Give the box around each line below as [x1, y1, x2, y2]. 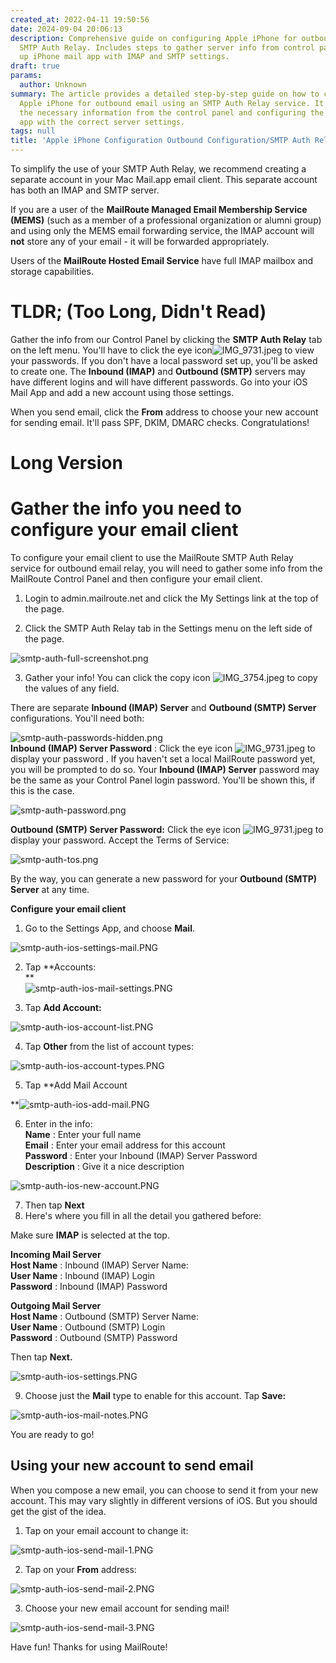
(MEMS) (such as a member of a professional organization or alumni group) [10, 214, 322, 226]
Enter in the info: [24, 1118, 93, 1130]
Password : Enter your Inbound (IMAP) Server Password [24, 1150, 258, 1162]
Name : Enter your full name [24, 1129, 142, 1141]
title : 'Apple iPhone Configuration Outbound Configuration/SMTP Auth [10, 136, 311, 146]
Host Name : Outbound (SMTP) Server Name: [10, 1311, 199, 1323]
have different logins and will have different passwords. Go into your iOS [10, 376, 308, 388]
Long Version [10, 452, 123, 475]
